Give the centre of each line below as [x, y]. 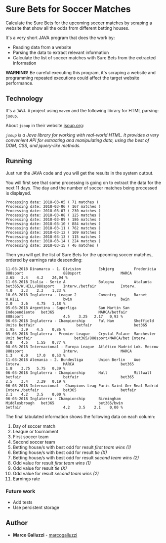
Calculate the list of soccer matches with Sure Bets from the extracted [84, 57]
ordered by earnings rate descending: [44, 260]
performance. [20, 83]
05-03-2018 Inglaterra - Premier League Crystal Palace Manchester [81, 334]
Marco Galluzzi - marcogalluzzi [45, 535]
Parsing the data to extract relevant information [61, 52]
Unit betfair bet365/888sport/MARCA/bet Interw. [77, 338]
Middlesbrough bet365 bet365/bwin [64, 403]
